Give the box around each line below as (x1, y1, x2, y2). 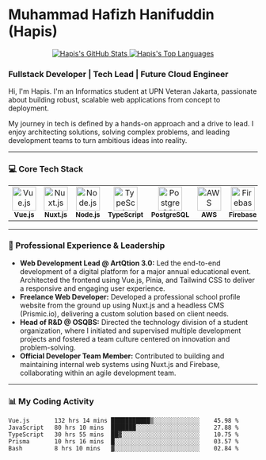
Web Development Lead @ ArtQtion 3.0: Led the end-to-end (19, 258, 221, 268)
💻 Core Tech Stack (8, 164, 84, 175)
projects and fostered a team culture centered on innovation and (19, 334, 230, 343)
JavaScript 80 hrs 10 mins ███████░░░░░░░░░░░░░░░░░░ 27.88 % (8, 423, 239, 432)
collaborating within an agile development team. (19, 368, 177, 377)
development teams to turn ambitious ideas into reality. (8, 136, 188, 145)
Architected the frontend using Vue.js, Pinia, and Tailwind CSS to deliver (19, 275, 256, 284)
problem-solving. (19, 342, 77, 352)
